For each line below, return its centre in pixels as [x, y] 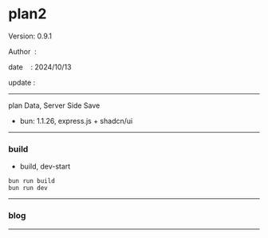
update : [22, 82]
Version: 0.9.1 [30, 36]
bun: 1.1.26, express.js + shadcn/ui [76, 121]
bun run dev [28, 188]
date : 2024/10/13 [40, 67]
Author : [23, 51]
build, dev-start [45, 167]
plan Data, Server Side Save [54, 105]
